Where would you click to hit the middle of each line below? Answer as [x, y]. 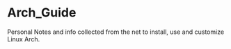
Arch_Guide [42, 13]
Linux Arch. [24, 39]
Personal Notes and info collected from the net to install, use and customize [116, 32]
